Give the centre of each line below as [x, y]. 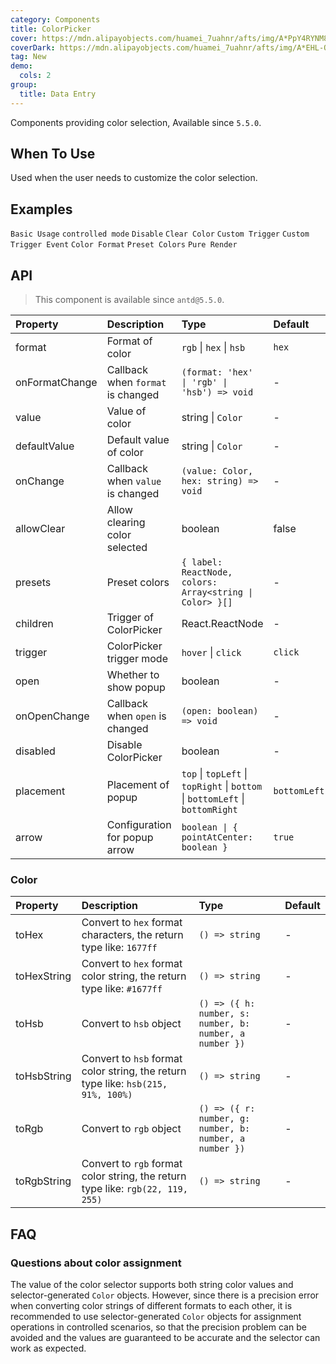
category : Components [55, 19]
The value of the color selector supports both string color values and [152, 1285]
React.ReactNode [222, 624]
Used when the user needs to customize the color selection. [134, 178]
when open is [136, 716]
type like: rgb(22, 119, [134, 1189]
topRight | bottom [222, 786]
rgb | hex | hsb [213, 348]
